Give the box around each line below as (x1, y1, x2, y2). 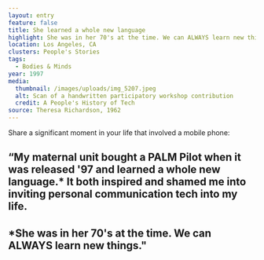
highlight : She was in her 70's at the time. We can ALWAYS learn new (8, 33, 244, 42)
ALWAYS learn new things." (8, 239, 147, 252)
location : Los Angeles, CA (8, 41, 97, 49)
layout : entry (8, 11, 55, 20)
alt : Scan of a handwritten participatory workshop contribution (15, 92, 234, 100)
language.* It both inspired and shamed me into (8, 175, 247, 189)
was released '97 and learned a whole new (8, 163, 221, 177)
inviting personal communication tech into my (8, 188, 238, 201)
